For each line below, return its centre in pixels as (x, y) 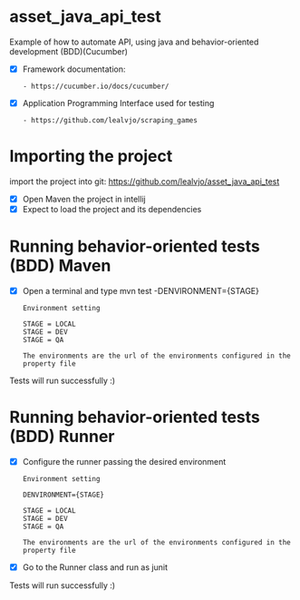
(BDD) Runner (62, 437)
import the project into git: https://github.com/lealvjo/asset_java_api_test (145, 182)
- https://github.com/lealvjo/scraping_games (110, 121)
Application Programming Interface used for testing (118, 103)
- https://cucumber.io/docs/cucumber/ (96, 86)
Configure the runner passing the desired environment (124, 462)
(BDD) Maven (60, 266)
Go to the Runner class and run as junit (95, 567)
